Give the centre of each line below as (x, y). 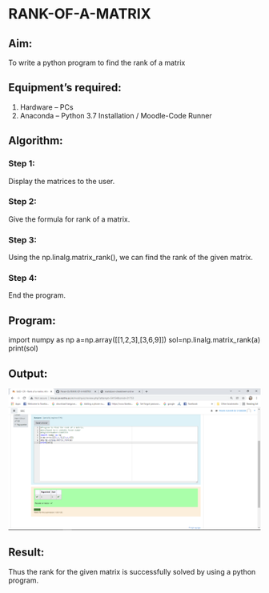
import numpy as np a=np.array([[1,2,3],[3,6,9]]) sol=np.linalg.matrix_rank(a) (134, 340)
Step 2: (23, 202)
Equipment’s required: (65, 88)
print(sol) (23, 348)
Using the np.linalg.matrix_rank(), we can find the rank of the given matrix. (131, 258)
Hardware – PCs (46, 107)
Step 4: (23, 278)
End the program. (37, 295)
